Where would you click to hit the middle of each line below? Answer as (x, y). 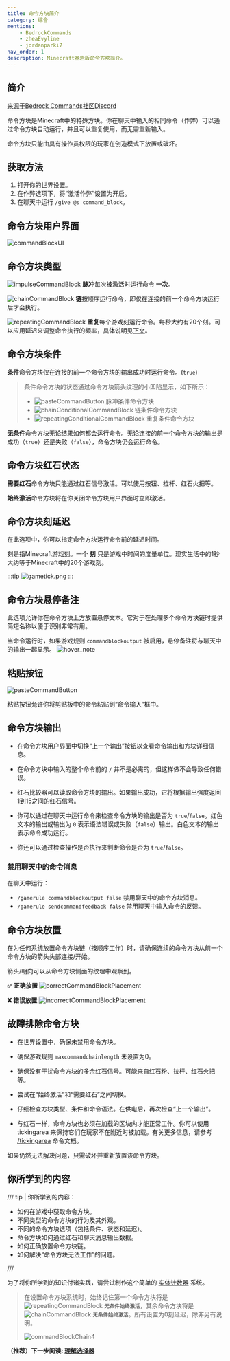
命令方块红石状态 (43, 466)
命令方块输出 (34, 728)
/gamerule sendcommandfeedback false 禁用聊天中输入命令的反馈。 (111, 906)
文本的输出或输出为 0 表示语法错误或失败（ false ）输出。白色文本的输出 (118, 824)
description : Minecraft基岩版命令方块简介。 (66, 58)
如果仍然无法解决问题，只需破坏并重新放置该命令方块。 (85, 1155)
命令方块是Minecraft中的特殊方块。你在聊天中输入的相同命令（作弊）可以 (111, 120)
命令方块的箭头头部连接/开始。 (50, 956)
